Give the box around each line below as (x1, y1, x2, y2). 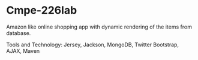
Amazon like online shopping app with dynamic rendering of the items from (6, 23, 192, 30)
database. (6, 29, 31, 36)
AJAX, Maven (6, 47, 40, 54)
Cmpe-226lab (6, 4, 77, 17)
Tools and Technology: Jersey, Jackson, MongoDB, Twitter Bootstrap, (6, 41, 179, 48)
